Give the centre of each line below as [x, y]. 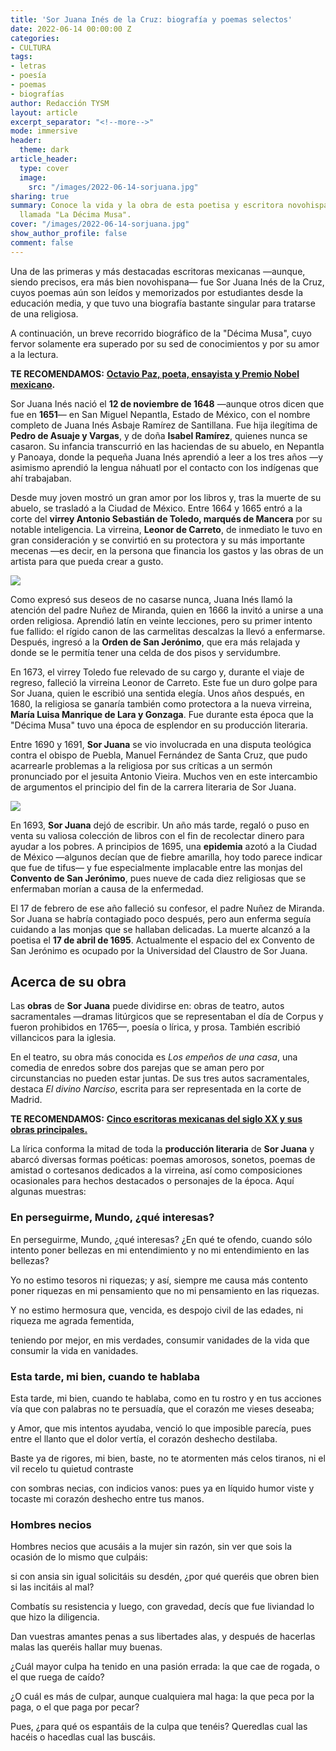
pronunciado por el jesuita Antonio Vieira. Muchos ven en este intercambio [164, 776]
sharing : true [40, 196]
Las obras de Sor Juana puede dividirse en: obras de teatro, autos [147, 1006]
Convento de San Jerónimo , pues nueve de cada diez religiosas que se [158, 878]
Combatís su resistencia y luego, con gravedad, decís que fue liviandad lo [162, 1607]
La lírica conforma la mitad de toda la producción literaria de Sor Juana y [162, 1149]
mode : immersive [44, 131]
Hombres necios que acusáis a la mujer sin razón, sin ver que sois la [151, 1547]
